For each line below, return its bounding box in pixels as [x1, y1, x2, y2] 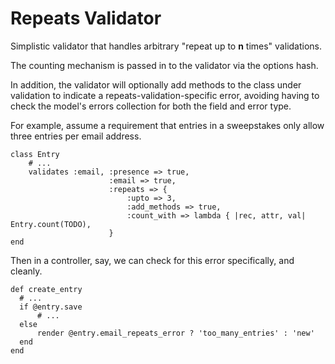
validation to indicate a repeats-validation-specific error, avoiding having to [10, 89, 320, 101]
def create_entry [10, 284, 83, 294]
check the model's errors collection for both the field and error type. [10, 100, 292, 112]
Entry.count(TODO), [10, 219, 92, 229]
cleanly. [10, 265, 43, 277]
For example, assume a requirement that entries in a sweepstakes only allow [10, 119, 325, 131]
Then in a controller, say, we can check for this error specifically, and [10, 254, 295, 266]
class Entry [10, 149, 60, 159]
